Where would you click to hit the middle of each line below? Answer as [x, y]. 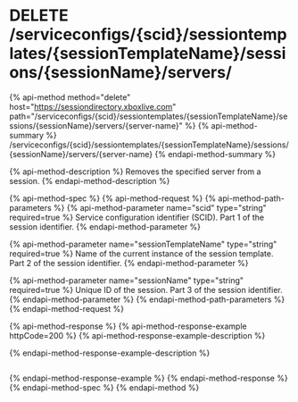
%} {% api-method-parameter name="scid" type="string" [160, 207]
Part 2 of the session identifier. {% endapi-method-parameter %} [129, 263]
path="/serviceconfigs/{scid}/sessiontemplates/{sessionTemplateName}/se [149, 116]
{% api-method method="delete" [70, 97]
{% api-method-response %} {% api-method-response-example [128, 326]
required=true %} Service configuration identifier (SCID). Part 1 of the [137, 217]
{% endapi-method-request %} [67, 308]
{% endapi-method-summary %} [215, 154]
